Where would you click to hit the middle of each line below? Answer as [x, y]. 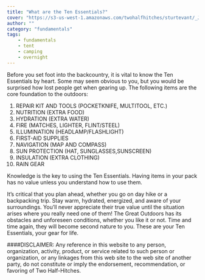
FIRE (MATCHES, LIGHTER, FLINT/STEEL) [68, 125]
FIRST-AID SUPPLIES [42, 138]
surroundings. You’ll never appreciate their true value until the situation [96, 207]
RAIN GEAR [30, 164]
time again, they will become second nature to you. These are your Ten [96, 226]
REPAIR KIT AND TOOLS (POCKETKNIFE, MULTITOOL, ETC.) [92, 106]
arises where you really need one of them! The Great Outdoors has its [94, 213]
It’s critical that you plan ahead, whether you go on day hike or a [87, 194]
